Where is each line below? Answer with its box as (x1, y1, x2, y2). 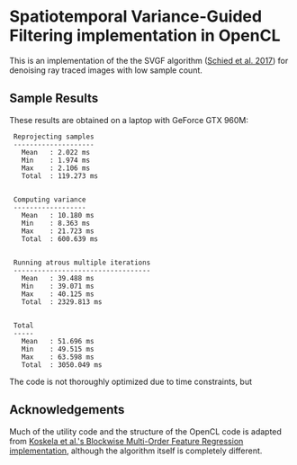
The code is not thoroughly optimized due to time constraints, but (9, 376, 252, 387)
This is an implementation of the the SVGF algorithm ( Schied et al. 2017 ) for (9, 55, 289, 66)
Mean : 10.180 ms (21, 210, 94, 219)
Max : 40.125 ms (21, 290, 94, 299)
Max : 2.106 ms (21, 164, 91, 173)
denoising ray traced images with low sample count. (9, 65, 202, 76)
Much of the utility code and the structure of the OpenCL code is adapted (9, 425, 282, 437)
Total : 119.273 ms (21, 171, 99, 181)
